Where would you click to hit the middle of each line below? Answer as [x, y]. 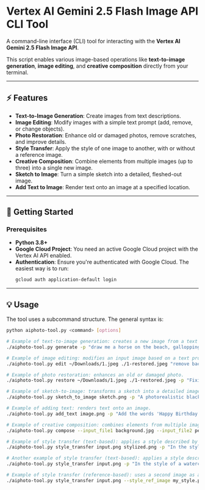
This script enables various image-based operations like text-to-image [96, 59]
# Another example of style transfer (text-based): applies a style [95, 458]
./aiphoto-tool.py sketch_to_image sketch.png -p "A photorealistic [95, 397]
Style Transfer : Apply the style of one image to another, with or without [105, 148]
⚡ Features [27, 98]
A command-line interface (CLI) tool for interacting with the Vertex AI [94, 41]
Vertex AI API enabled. [43, 256]
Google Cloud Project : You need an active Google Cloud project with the [106, 249]
